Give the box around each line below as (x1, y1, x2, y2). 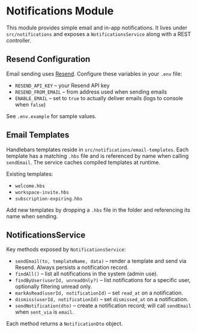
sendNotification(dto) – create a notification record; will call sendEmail (14, 302, 192, 310)
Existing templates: (6, 170, 53, 178)
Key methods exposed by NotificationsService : (6, 246, 126, 253)
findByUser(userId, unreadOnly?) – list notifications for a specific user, (14, 277, 191, 284)
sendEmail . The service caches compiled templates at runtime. (6, 158, 160, 166)
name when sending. (6, 212, 58, 220)
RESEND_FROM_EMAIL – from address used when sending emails (14, 88, 167, 95)
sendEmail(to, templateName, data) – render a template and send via (14, 257, 187, 265)
